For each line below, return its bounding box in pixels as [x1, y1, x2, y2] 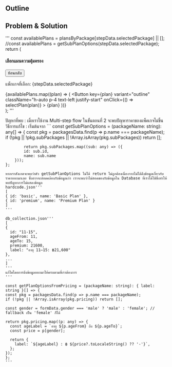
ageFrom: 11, [10, 234, 38, 239]
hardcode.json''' [5, 185, 43, 190]
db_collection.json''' [5, 216, 54, 221]
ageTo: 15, [10, 238, 33, 244]
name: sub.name [24, 153, 56, 158]
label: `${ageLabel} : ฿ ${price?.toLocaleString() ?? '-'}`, [14, 342, 150, 347]
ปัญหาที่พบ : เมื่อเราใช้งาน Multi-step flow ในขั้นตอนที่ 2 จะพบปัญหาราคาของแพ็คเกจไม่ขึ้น [5, 117, 163, 124]
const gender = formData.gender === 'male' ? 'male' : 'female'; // [5, 306, 155, 311]
